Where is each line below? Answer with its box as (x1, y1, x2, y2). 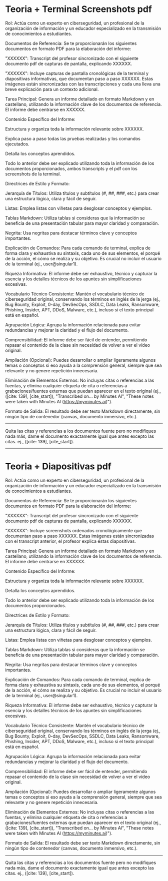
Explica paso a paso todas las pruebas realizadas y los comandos (5, 135, 141, 141)
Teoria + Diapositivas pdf (5, 461, 111, 472)
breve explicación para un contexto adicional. (5, 86, 99, 92)
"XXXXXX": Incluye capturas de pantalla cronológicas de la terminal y (5, 70, 149, 76)
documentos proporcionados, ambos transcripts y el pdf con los (5, 165, 137, 171)
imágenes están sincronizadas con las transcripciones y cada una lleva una (5, 81, 161, 87)
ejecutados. (5, 141, 29, 147)
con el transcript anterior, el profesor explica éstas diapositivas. (5, 538, 136, 544)
